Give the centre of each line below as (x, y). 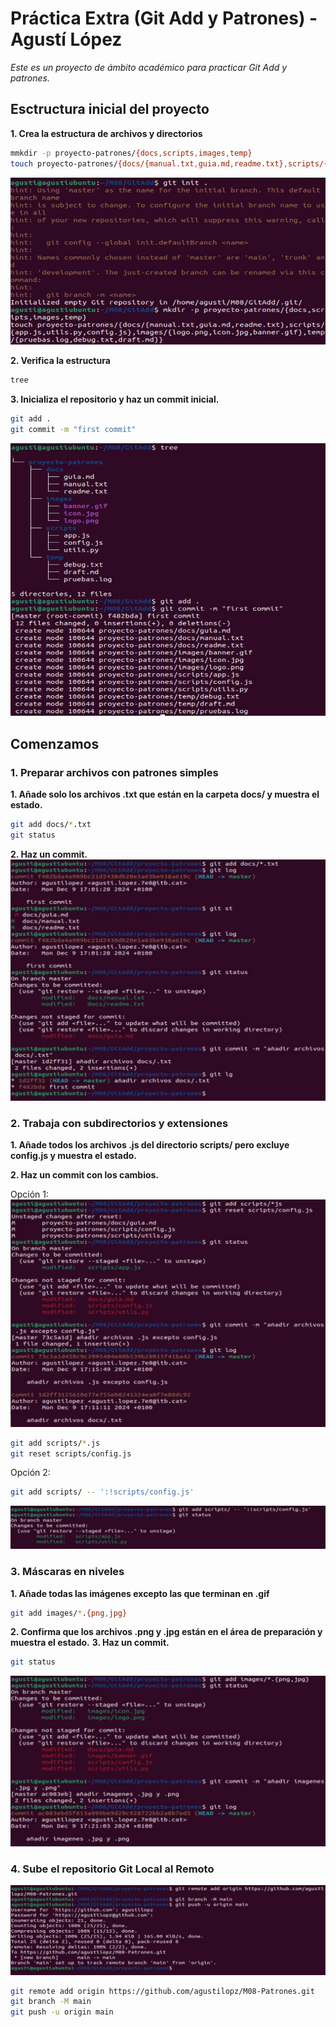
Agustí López (66, 39)
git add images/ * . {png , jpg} (69, 1613)
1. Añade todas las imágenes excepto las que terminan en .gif (140, 1593)
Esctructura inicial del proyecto (110, 109)
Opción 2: (30, 1473)
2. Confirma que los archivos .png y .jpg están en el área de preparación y (166, 1632)
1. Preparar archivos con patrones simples (114, 772)
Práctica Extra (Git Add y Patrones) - (164, 18)
